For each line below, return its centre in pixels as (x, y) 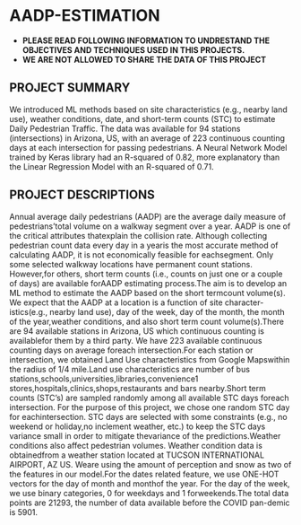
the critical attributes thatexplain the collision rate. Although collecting (138, 235)
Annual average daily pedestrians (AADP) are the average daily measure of (148, 216)
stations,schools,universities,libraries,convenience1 (104, 379)
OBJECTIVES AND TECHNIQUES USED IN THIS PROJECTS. (133, 49)
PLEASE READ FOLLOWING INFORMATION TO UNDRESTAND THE (146, 40)
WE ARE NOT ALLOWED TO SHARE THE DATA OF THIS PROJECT (144, 59)
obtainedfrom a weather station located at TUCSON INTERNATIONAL (137, 455)
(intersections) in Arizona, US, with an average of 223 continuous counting (147, 138)
